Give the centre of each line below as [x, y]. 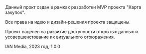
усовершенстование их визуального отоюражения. [60, 37]
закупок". [15, 12]
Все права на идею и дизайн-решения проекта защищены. [68, 22]
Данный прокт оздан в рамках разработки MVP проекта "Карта [73, 7]
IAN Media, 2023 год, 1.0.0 [33, 46]
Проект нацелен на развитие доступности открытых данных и [72, 31]
